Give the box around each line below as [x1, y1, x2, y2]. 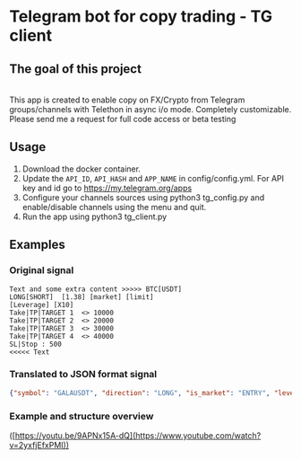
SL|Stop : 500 [9, 340, 63, 349]
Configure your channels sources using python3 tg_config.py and [21, 191, 265, 203]
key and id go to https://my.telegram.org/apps [21, 182, 193, 193]
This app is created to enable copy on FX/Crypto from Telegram [9, 94, 245, 105]
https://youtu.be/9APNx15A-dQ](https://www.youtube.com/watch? [14, 429, 262, 441]
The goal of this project [9, 61, 142, 76]
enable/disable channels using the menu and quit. [21, 201, 207, 212]
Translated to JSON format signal [9, 368, 158, 381]
